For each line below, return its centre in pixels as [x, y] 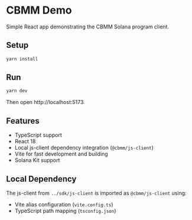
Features [23, 121]
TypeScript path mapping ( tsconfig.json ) [65, 211]
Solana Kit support [37, 160]
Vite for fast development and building [61, 154]
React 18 [25, 141]
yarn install [22, 59]
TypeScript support [38, 135]
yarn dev [17, 91]
